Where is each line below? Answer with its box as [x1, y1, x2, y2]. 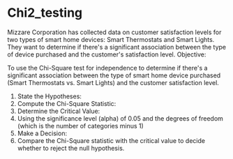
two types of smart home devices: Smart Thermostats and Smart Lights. [7, 35, 215, 43]
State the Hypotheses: [17, 92, 82, 100]
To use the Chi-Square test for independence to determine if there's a [7, 63, 208, 72]
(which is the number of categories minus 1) [17, 121, 144, 130]
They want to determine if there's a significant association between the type [7, 43, 227, 51]
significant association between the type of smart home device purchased [7, 71, 221, 79]
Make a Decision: [17, 129, 68, 137]
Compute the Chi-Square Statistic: [17, 99, 116, 107]
